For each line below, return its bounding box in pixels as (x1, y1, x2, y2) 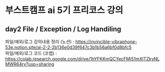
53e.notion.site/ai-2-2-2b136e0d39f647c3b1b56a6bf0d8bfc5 (5, 44, 131, 50)
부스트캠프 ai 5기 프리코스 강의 (5, 4, 123, 16)
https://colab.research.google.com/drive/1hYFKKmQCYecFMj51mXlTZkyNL (5, 56, 160, 61)
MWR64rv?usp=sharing (5, 61, 54, 67)
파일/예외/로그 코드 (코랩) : (5, 50, 57, 56)
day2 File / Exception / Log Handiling (5, 24, 121, 33)
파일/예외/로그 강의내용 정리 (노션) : (5, 38, 74, 44)
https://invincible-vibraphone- (75, 38, 137, 44)
